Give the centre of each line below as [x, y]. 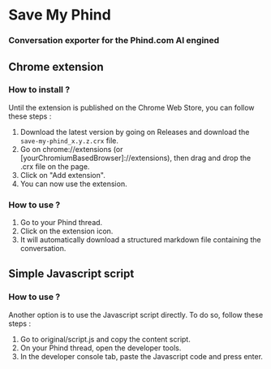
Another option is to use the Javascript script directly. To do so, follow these [136, 315]
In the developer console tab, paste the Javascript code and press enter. [142, 356]
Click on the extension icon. [67, 231]
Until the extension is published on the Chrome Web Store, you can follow [131, 107]
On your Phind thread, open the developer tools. [101, 348]
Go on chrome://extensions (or [71, 149]
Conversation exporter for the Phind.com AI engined [114, 41]
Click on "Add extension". [62, 175]
